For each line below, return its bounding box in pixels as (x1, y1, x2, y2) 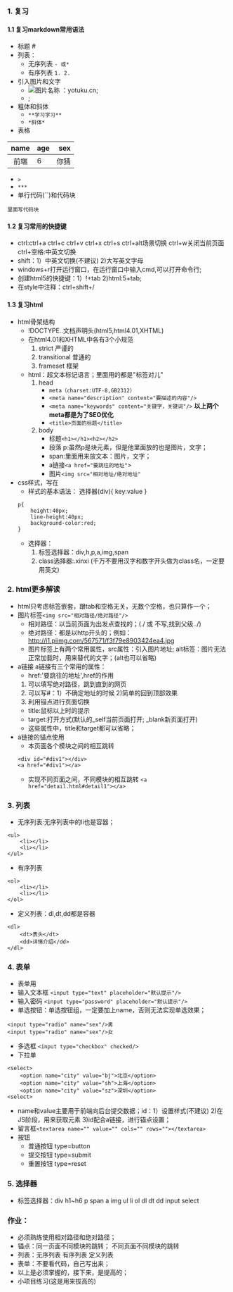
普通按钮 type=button (27, 1142, 91, 1150)
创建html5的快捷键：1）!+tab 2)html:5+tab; (17, 274, 142, 282)
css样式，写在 (17, 478, 59, 487)
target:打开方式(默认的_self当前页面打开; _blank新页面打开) (27, 715, 198, 723)
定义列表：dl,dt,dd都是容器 (17, 909, 96, 918)
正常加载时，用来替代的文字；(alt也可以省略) (27, 653, 157, 661)
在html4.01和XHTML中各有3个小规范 (27, 335, 134, 343)
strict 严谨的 (38, 344, 74, 352)
